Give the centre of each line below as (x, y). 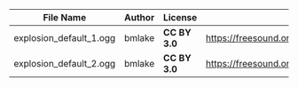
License (180, 17)
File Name (65, 17)
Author (139, 17)
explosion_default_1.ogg (65, 38)
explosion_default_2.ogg (65, 63)
